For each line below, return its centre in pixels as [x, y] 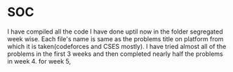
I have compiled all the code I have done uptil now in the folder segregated [115, 31]
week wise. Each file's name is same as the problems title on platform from [115, 38]
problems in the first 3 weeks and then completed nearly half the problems [115, 54]
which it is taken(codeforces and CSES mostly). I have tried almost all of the [117, 46]
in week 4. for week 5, [39, 61]
